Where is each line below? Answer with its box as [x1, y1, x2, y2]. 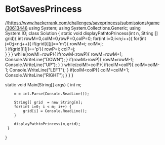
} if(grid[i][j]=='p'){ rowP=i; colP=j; [5, 46, 76, 52]
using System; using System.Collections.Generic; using [29, 25, 141, 31]
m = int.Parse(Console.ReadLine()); [14, 91, 90, 96]
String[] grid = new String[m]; [14, 100, 83, 105]
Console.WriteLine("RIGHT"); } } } [5, 72, 74, 78]
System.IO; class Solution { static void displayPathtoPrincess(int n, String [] [5, 30, 158, 36]
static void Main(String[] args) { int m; [5, 81, 82, 87]
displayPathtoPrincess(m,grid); [14, 121, 81, 126]
